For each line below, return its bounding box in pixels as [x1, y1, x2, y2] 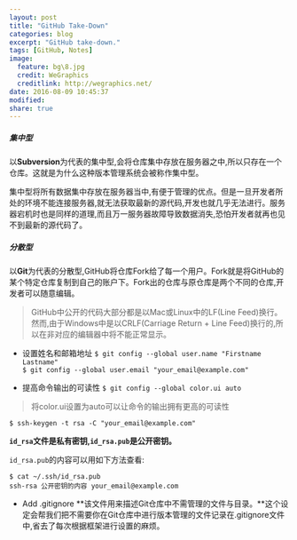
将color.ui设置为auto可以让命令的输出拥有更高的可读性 [30, 401, 231, 412]
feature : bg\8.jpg [17, 63, 86, 72]
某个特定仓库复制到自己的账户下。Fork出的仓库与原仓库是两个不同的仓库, [9, 277, 277, 288]
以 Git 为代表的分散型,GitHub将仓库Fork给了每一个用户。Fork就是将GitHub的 [9, 266, 285, 276]
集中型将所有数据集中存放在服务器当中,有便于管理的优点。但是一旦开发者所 [9, 187, 284, 197]
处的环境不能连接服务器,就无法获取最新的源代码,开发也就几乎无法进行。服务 [9, 197, 286, 209]
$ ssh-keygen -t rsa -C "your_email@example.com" [9, 419, 197, 428]
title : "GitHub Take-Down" [9, 21, 109, 30]
